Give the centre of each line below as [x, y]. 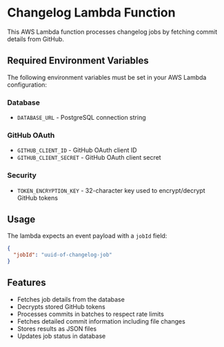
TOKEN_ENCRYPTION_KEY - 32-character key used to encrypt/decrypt [111, 190]
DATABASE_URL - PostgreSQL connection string [81, 118]
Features [27, 283]
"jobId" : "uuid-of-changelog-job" [63, 255]
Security [22, 176]
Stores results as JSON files [57, 328]
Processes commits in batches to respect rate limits [90, 314]
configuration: [27, 85]
